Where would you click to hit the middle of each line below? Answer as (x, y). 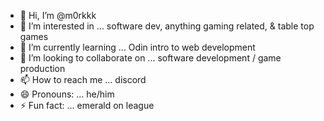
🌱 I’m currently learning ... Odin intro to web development (137, 47)
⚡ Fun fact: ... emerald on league (87, 105)
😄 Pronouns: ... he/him (67, 94)
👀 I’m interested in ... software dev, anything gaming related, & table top (167, 26)
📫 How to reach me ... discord (83, 79)
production (42, 68)
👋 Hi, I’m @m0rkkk (58, 15)
